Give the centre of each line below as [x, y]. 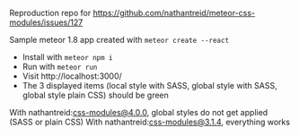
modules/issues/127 [46, 22]
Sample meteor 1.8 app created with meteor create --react [119, 40]
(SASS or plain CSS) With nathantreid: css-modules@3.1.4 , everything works [149, 122]
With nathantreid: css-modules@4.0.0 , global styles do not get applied [139, 112]
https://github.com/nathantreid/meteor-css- [174, 13]
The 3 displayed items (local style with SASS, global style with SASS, [149, 85]
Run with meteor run [60, 67]
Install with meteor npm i [67, 57]
